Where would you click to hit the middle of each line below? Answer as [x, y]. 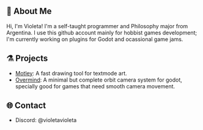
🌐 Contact [26, 106]
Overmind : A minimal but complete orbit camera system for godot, [98, 80]
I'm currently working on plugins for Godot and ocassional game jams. [95, 39]
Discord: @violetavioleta [46, 120]
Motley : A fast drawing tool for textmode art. [71, 73]
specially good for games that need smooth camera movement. [95, 86]
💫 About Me [29, 11]
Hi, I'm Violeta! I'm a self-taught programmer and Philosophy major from [97, 26]
